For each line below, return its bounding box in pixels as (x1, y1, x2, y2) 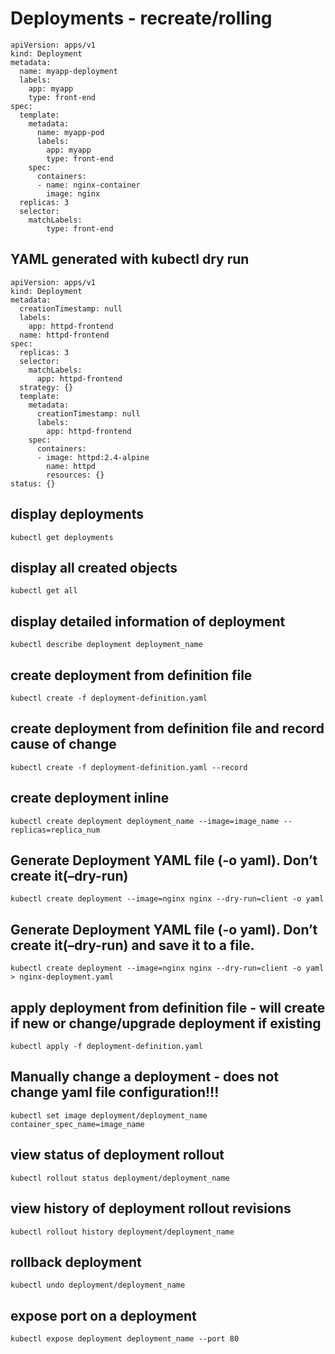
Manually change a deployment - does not (10, 1068, 279, 1086)
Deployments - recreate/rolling (10, 7, 273, 30)
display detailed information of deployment (10, 613, 286, 630)
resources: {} (46, 470, 105, 480)
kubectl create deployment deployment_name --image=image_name (10, 816, 280, 826)
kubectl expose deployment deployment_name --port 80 (10, 1334, 240, 1344)
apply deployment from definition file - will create (10, 999, 326, 1016)
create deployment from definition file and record (10, 720, 325, 737)
